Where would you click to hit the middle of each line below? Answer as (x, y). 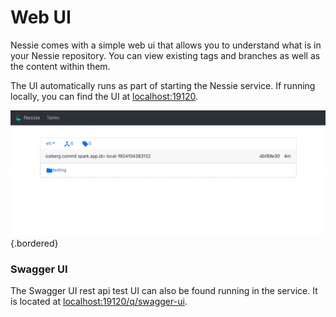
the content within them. (60, 66)
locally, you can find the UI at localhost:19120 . (104, 96)
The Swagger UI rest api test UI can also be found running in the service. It (164, 290)
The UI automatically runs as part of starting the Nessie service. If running (163, 85)
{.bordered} (34, 243)
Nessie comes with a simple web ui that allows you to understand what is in (166, 45)
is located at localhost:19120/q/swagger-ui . (99, 301)
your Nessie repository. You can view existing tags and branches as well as (165, 55)
